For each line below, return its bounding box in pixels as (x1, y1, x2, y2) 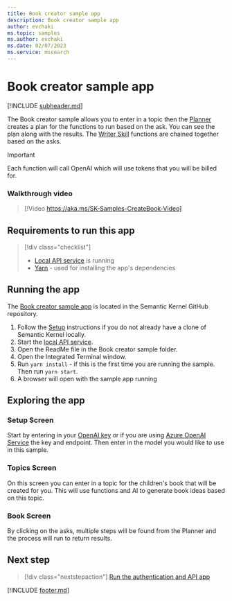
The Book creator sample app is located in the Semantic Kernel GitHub (7, 302, 209, 311)
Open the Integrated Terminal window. (17, 352, 127, 360)
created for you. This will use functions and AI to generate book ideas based (7, 486, 225, 494)
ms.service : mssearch (7, 49, 70, 56)
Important (7, 150, 35, 159)
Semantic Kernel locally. (17, 330, 87, 338)
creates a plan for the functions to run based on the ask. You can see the (7, 122, 215, 130)
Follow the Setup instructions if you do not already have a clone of (17, 323, 206, 331)
